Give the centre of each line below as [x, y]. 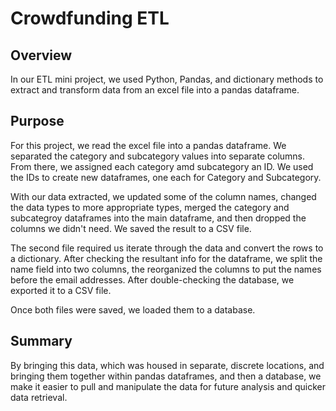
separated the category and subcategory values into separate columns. [158, 156]
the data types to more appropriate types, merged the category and [150, 207]
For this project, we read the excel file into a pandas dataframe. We [148, 145]
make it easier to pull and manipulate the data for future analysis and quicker [168, 386]
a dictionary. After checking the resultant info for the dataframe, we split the [166, 258]
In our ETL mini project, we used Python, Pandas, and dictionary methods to [167, 79]
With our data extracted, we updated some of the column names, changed [163, 196]
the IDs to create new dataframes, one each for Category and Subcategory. [166, 177]
